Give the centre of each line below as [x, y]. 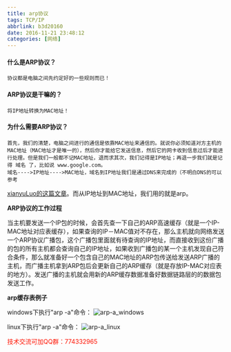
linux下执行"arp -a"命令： [44, 327]
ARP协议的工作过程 [34, 208]
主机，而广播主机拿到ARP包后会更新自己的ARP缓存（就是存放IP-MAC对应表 [114, 265]
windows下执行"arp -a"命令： [49, 312]
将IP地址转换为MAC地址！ [38, 111]
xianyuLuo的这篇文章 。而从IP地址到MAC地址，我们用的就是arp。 [100, 193]
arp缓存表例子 [27, 298]
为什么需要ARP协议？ [38, 127]
